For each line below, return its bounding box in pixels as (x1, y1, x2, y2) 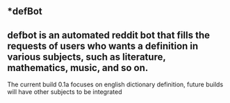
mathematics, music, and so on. (7, 62, 149, 74)
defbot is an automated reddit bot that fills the (7, 29, 211, 41)
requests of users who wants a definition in (7, 40, 199, 51)
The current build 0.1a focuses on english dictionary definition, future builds (7, 80, 224, 89)
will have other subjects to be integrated (7, 88, 122, 96)
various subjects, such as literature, (7, 51, 166, 63)
